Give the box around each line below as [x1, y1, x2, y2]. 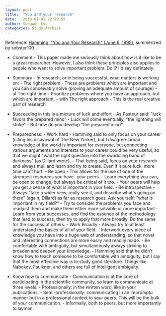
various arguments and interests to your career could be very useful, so [12, 147, 160, 153]
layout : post [5, 7, 32, 12]
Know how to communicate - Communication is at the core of [12, 274, 139, 280]
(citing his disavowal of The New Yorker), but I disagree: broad [12, 137, 141, 143]
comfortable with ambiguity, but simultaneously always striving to [12, 243, 147, 249]
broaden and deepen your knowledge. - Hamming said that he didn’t [12, 248, 153, 254]
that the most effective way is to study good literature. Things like [12, 259, 147, 265]
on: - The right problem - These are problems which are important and [12, 80, 157, 86]
